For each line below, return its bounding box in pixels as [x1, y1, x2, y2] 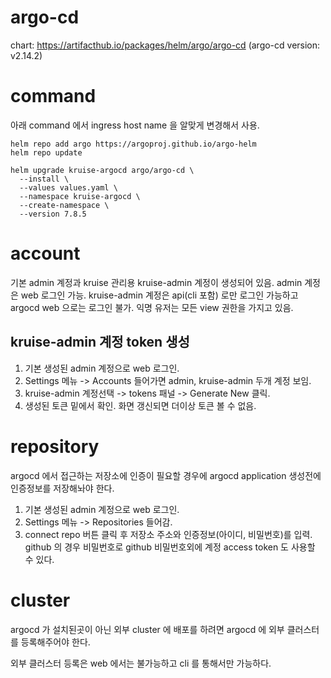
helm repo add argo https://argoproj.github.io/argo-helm [10, 139, 257, 149]
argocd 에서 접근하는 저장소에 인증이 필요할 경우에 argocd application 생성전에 [10, 469, 322, 481]
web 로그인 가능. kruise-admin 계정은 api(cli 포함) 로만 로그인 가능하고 [20, 289, 299, 301]
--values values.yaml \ [19, 182, 118, 193]
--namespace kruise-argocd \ [19, 191, 141, 201]
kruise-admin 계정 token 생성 [10, 334, 190, 351]
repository [10, 435, 100, 458]
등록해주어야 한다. [20, 636, 91, 648]
